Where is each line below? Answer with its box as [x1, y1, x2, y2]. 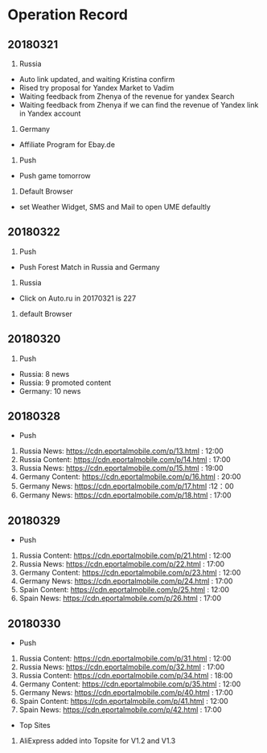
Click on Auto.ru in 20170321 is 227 [18, 293, 137, 303]
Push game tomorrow [18, 171, 92, 180]
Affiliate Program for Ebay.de [18, 140, 116, 149]
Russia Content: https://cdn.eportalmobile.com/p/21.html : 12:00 [18, 550, 232, 560]
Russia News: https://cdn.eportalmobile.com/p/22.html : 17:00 [18, 559, 225, 569]
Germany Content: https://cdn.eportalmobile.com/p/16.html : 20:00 [18, 472, 242, 481]
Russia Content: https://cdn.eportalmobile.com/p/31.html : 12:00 [18, 653, 232, 664]
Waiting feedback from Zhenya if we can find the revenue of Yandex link [18, 100, 259, 109]
